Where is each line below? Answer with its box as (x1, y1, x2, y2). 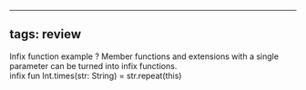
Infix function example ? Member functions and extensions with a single (9, 51, 280, 62)
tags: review (9, 26, 82, 42)
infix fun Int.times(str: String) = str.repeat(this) (9, 70, 182, 81)
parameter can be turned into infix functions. (9, 60, 178, 71)
